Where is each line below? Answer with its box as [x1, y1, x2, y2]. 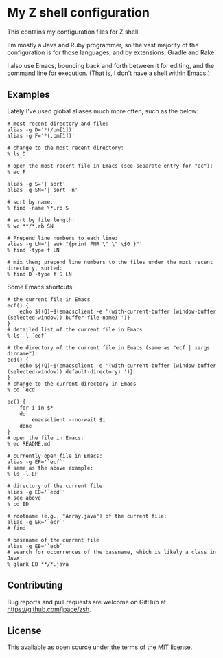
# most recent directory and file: [7, 120, 109, 127]
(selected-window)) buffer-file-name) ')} [7, 314, 130, 321]
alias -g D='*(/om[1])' [7, 126, 75, 133]
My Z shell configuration [7, 5, 150, 21]
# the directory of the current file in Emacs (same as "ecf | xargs [7, 344, 211, 351]
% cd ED [7, 501, 30, 507]
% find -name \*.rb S [7, 204, 69, 211]
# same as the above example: [7, 464, 94, 472]
